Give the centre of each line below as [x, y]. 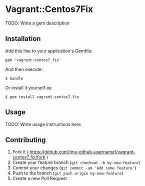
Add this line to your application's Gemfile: [49, 50]
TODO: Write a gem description [37, 23]
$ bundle [14, 78]
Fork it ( [20, 152]
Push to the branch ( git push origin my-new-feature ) [68, 173]
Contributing [25, 140]
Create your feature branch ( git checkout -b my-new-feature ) [76, 162]
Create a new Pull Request [40, 178]
